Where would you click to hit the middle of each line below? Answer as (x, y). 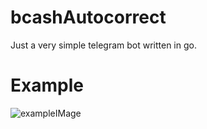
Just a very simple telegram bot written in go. (103, 45)
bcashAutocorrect (88, 17)
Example (47, 85)
